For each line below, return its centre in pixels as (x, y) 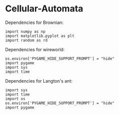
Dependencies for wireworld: (35, 49)
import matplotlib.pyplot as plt (40, 36)
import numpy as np (25, 31)
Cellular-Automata (44, 9)
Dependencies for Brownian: (34, 22)
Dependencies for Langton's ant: (39, 81)
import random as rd (27, 40)
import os (15, 99)
